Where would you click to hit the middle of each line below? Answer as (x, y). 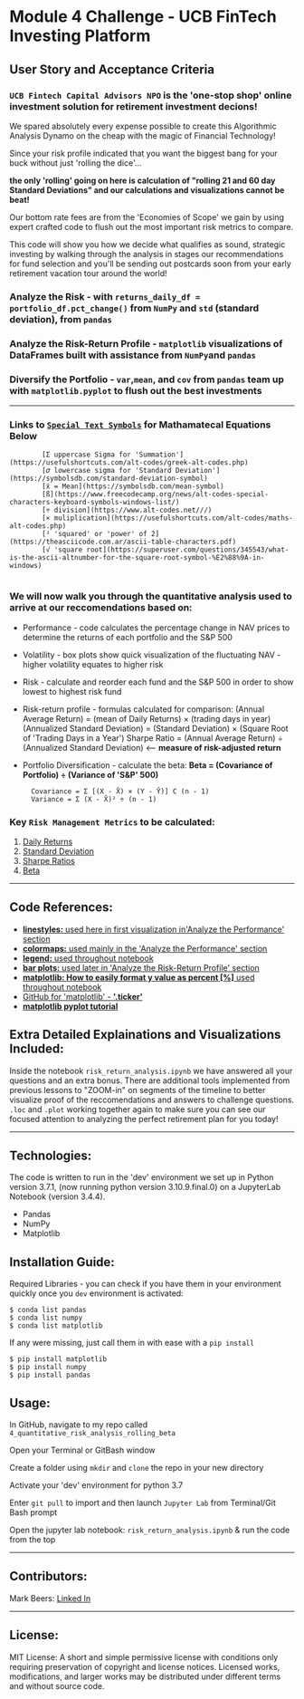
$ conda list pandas (48, 1310)
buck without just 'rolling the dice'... (76, 163)
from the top (33, 1539)
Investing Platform (80, 36)
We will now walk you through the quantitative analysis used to (151, 597)
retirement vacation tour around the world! (88, 273)
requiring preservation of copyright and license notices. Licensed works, (145, 1666)
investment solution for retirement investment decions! (133, 106)
